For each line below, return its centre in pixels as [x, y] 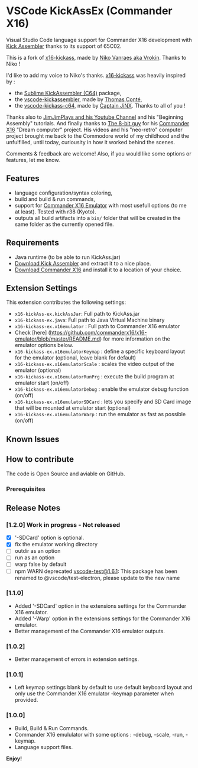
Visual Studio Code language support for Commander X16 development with [99, 40]
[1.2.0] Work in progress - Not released [63, 524]
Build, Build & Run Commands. [52, 728]
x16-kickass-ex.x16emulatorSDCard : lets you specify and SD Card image [103, 402]
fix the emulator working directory [56, 545]
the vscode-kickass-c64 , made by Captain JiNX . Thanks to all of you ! [100, 105]
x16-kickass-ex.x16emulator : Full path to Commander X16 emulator [97, 326]
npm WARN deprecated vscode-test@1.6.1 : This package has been [96, 571]
